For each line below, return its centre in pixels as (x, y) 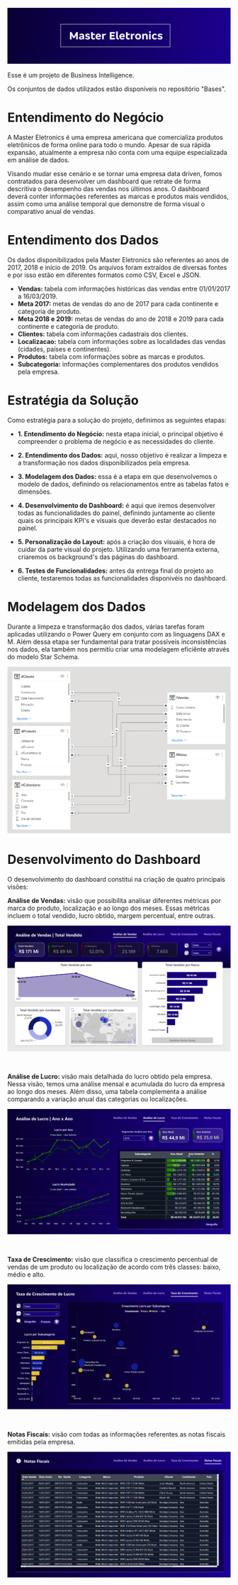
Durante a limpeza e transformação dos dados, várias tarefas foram (106, 627)
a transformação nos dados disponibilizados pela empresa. (104, 462)
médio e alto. (27, 1274)
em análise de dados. (39, 160)
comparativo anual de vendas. (51, 211)
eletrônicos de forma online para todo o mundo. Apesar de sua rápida (109, 145)
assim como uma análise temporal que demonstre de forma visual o (106, 204)
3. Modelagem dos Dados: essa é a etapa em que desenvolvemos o (117, 476)
